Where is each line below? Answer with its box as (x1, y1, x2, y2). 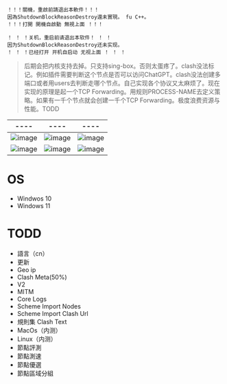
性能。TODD (23, 105, 60, 113)
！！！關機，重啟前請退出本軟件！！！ (7, 6, 99, 13)
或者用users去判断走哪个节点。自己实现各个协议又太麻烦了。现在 (36, 79, 221, 87)
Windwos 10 (16, 194, 52, 203)
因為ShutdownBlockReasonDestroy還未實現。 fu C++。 (7, 14, 150, 21)
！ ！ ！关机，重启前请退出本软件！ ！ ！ (7, 34, 112, 41)
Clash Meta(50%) (16, 273, 67, 281)
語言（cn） (16, 249, 49, 258)
